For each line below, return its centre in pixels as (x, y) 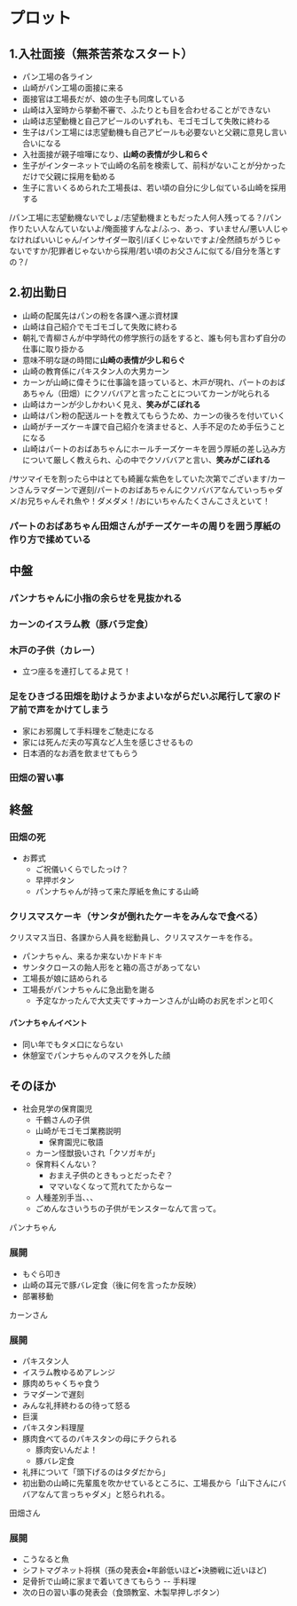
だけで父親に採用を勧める (69, 177)
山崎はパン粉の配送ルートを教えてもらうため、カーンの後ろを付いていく (153, 415)
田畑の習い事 (37, 778)
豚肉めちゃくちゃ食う (61, 1383)
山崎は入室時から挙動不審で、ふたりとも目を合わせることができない (146, 110)
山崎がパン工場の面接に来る (73, 88)
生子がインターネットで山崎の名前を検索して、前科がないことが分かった (154, 165)
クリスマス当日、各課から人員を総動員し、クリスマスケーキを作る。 (133, 938)
